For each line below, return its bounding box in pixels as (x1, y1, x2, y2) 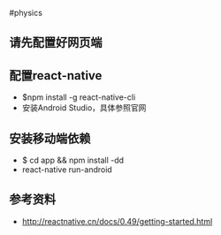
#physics (9, 8, 42, 18)
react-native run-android (21, 164, 112, 175)
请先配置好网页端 (9, 35, 103, 50)
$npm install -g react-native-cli (21, 92, 136, 102)
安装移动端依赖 (9, 131, 91, 146)
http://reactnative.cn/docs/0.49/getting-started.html (21, 216, 213, 226)
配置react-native (9, 68, 103, 83)
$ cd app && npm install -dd (21, 155, 125, 166)
